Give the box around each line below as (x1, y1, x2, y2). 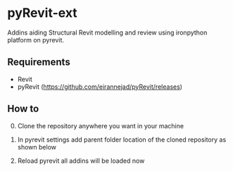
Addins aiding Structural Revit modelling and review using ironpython (7, 28, 208, 37)
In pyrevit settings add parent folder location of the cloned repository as (17, 135, 227, 144)
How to (7, 103, 39, 115)
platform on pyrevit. (7, 35, 65, 44)
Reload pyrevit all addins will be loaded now (17, 156, 145, 165)
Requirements (7, 56, 70, 68)
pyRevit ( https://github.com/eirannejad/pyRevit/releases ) (17, 82, 183, 91)
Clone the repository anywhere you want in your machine (17, 121, 184, 130)
